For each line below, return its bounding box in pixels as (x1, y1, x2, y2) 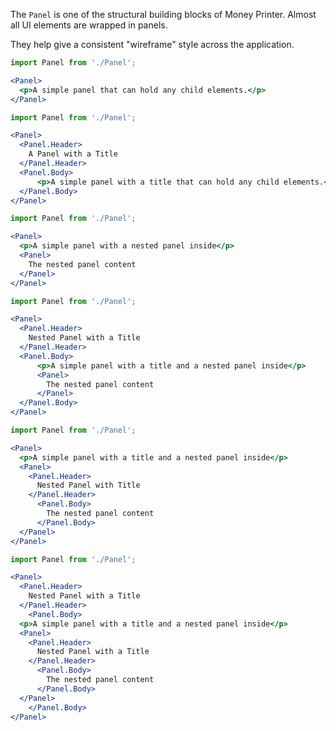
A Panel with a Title (28, 149, 118, 159)
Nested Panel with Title (36, 480, 141, 491)
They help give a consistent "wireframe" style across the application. (10, 39, 295, 50)
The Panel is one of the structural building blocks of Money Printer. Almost (10, 9, 317, 20)
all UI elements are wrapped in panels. (10, 19, 168, 31)
